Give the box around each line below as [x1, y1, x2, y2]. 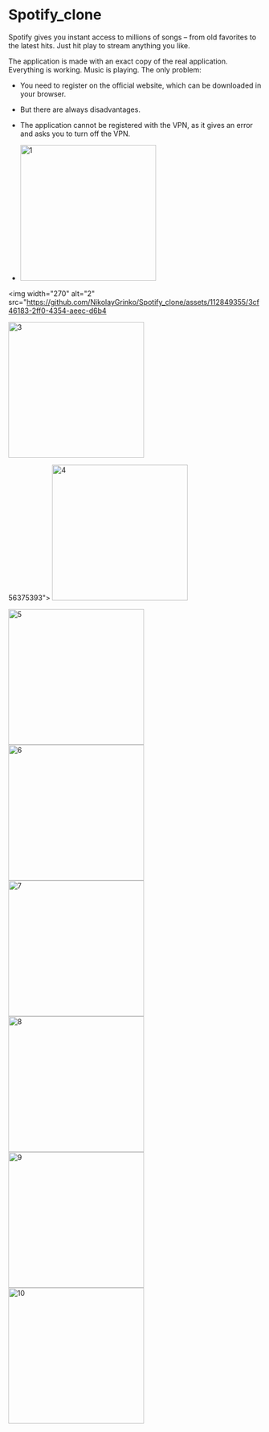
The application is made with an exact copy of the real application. [8, 56, 228, 66]
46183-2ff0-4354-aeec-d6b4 [8, 306, 107, 315]
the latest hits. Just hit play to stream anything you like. [8, 40, 190, 50]
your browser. [19, 88, 67, 98]
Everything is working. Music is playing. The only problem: [8, 64, 202, 74]
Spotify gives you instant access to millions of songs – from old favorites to [8, 32, 257, 42]
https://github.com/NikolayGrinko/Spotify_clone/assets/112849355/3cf [26, 297, 259, 307]
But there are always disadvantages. [19, 105, 141, 114]
